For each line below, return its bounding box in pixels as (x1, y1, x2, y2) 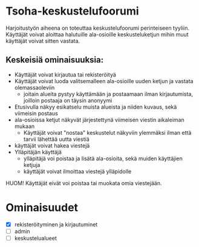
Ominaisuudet (5, 200, 79, 214)
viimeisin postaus (14, 109, 58, 117)
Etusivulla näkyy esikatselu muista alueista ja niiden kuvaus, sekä (14, 103, 177, 110)
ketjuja (23, 161, 41, 168)
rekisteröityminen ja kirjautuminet (14, 220, 98, 228)
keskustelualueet (14, 234, 57, 242)
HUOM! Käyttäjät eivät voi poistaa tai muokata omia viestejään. (5, 179, 162, 186)
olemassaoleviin (14, 84, 55, 91)
